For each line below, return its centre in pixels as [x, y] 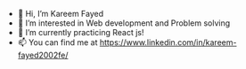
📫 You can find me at [57, 42]
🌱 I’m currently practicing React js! [81, 32]
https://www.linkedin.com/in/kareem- [168, 42]
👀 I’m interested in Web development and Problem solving [124, 23]
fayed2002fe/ [43, 55]
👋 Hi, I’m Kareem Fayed [61, 14]
